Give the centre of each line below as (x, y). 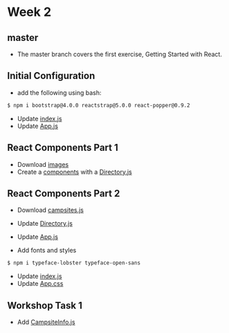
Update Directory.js (45, 224)
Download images (43, 164)
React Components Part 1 (63, 148)
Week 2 (29, 12)
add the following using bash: (59, 92)
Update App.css (40, 284)
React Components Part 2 (64, 193)
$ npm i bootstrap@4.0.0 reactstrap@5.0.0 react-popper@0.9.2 (99, 105)
